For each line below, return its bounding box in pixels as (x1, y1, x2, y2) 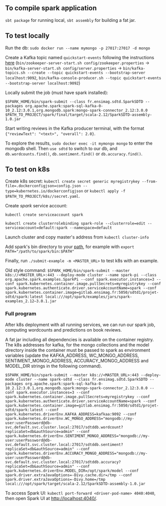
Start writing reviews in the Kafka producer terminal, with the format (5, 125, 145, 131)
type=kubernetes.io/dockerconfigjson (5, 189, 83, 194)
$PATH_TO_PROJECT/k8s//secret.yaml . (5, 193, 81, 199)
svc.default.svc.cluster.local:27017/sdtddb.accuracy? (5, 459, 121, 464)
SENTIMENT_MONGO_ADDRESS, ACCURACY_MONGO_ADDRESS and (5, 357, 149, 363)
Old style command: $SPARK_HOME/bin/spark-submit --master (5, 267, 130, 273)
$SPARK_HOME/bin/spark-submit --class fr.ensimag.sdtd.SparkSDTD (5, 99, 143, 104)
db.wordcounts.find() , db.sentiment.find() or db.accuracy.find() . (5, 151, 143, 157)
